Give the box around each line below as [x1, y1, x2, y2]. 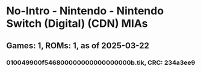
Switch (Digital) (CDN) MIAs [6, 17, 149, 30]
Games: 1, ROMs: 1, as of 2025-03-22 [6, 40, 149, 51]
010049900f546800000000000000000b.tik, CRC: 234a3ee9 [6, 58, 196, 67]
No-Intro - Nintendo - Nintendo [6, 4, 164, 18]
